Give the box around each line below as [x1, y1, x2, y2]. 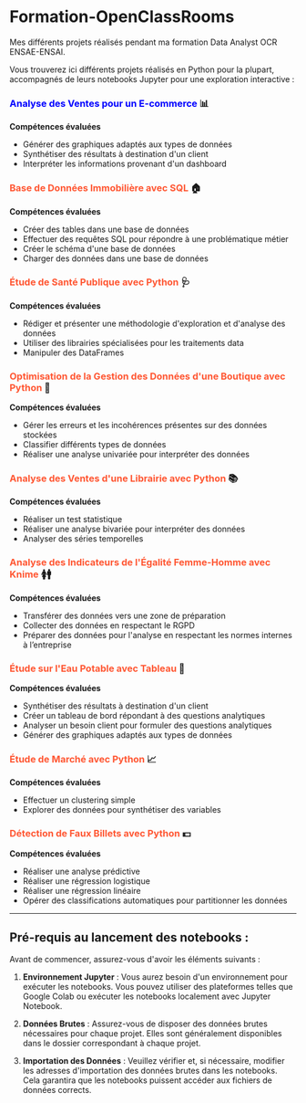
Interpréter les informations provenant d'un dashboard [22, 158, 228, 170]
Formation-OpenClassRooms [9, 6, 235, 27]
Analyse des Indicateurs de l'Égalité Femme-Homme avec [9, 556, 271, 569]
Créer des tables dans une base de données [22, 224, 189, 235]
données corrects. [22, 1085, 92, 1096]
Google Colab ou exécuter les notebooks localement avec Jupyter [22, 991, 271, 1002]
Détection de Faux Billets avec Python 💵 [9, 827, 191, 840]
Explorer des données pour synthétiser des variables [22, 804, 221, 815]
